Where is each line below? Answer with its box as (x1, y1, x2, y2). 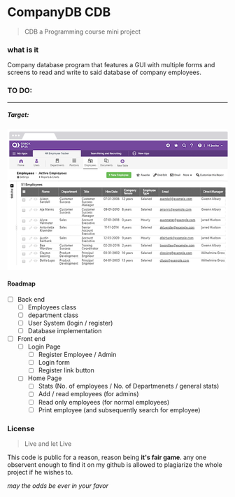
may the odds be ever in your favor (7, 481, 109, 490)
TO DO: (7, 85, 33, 95)
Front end (17, 335, 45, 343)
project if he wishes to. (7, 468, 73, 476)
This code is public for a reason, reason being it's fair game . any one (7, 453, 207, 461)
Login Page (27, 342, 61, 351)
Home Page (27, 374, 62, 382)
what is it (7, 45, 39, 55)
